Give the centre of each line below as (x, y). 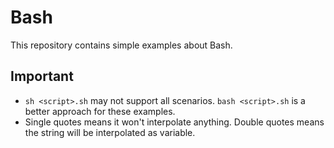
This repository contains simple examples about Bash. (121, 45)
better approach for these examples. (100, 111)
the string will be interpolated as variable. (110, 132)
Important (42, 76)
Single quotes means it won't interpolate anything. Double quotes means (174, 122)
